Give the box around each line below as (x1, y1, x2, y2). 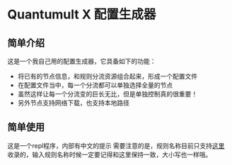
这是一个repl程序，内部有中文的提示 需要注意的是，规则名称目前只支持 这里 (7, 141, 225, 149)
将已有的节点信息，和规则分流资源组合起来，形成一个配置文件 (17, 72, 198, 80)
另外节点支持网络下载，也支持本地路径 (17, 98, 129, 107)
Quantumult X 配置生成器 (7, 6, 156, 23)
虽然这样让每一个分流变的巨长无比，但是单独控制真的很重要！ (17, 90, 198, 98)
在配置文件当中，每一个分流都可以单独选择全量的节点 (17, 81, 173, 89)
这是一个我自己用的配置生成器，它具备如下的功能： (7, 57, 156, 65)
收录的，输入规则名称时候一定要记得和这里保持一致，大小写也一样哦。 (7, 150, 212, 159)
